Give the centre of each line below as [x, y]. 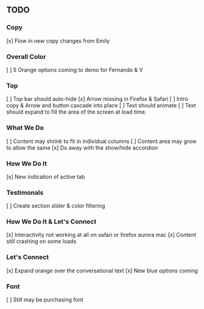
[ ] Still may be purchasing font [45, 300]
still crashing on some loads [41, 241]
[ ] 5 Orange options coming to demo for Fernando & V [75, 70]
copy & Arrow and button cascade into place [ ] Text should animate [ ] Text [101, 106]
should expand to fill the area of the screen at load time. [76, 112]
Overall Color [26, 56]
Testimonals [25, 192]
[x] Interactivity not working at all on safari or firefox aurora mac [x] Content [101, 235]
